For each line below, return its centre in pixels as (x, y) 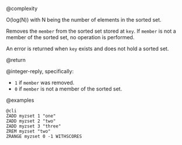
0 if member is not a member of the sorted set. (68, 89)
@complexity (22, 8)
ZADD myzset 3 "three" (34, 126)
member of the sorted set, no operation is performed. (70, 37)
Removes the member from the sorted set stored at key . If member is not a (91, 31)
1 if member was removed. (44, 82)
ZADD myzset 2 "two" (31, 121)
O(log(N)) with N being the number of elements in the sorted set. (84, 20)
